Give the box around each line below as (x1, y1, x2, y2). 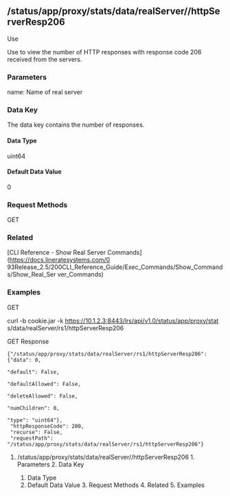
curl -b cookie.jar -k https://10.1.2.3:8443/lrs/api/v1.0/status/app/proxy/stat (7, 316, 219, 325)
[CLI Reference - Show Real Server (7, 248, 106, 257)
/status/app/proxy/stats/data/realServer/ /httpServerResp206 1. (16, 453, 195, 461)
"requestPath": (10, 435, 54, 442)
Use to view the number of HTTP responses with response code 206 (7, 47, 202, 56)
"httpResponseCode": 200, (10, 422, 84, 429)
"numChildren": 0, (7, 405, 60, 411)
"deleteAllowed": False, (7, 392, 78, 400)
